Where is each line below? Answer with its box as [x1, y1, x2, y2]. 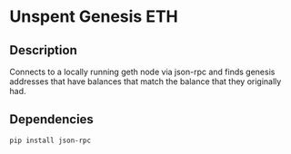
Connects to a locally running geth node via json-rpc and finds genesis [9, 66, 276, 77]
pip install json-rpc [9, 136, 92, 145]
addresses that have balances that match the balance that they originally [9, 76, 282, 87]
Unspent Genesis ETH [9, 6, 179, 27]
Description [9, 43, 77, 58]
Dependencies [9, 111, 94, 128]
